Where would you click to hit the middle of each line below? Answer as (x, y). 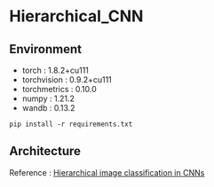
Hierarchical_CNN (76, 16)
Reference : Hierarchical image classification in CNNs (107, 172)
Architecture (45, 151)
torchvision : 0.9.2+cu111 (67, 80)
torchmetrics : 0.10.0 (59, 89)
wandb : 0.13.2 (48, 108)
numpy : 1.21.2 (48, 98)
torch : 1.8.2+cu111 (55, 70)
